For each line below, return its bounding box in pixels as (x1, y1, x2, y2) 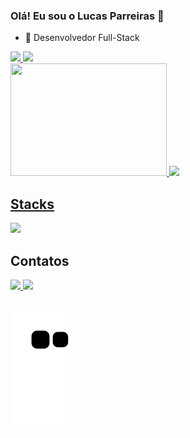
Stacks (10, 195, 55, 213)
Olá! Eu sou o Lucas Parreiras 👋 (10, 9, 165, 23)
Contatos (10, 252, 70, 269)
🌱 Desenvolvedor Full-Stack (24, 32, 140, 44)
